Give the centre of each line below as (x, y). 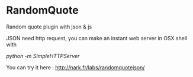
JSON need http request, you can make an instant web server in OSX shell (97, 38)
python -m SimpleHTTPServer (43, 56)
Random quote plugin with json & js (49, 27)
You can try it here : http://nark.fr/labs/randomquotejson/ (75, 67)
